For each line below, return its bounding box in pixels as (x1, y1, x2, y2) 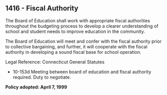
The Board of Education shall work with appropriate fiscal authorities (5, 17, 150, 23)
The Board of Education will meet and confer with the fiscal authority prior (5, 38, 162, 44)
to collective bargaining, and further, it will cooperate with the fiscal (5, 43, 148, 50)
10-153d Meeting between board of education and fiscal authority (12, 69, 152, 75)
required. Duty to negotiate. (12, 74, 71, 80)
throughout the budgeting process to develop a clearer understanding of (5, 23, 159, 29)
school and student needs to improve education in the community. (5, 28, 145, 35)
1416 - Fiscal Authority (5, 4, 78, 13)
